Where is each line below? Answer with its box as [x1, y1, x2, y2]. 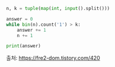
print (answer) [6, 43, 41, 49]
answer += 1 [17, 27, 46, 33]
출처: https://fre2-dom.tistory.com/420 [6, 55, 100, 62]
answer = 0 [6, 16, 33, 22]
